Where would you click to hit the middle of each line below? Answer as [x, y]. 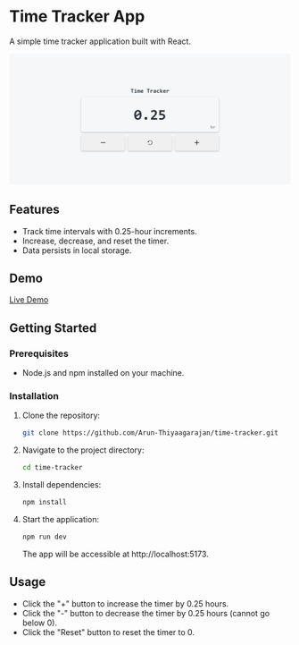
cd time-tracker [52, 468]
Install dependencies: [62, 485]
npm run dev [44, 537]
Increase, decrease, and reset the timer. [96, 241]
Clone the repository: [61, 416]
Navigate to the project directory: [83, 450]
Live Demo [29, 300]
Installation [34, 395]
